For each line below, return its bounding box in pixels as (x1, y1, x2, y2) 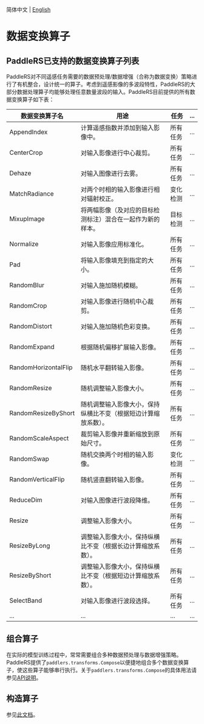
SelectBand (9, 597, 42, 605)
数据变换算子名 (20, 112, 64, 120)
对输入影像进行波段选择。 (81, 597, 154, 605)
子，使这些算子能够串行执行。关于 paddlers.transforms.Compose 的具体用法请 (6, 666, 197, 673)
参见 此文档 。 (6, 711, 38, 718)
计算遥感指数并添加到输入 (81, 124, 154, 132)
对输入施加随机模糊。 (81, 282, 142, 289)
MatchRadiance (9, 190, 54, 197)
